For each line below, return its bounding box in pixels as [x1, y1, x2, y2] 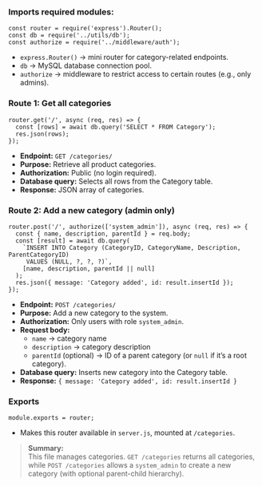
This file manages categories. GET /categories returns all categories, [27, 452, 256, 461]
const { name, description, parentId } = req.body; [15, 230, 192, 238]
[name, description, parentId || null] [22, 264, 156, 273]
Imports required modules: [8, 6, 114, 18]
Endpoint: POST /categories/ [19, 299, 117, 309]
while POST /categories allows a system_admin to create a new [27, 460, 232, 470]
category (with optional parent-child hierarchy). [27, 469, 185, 479]
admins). [19, 78, 50, 88]
